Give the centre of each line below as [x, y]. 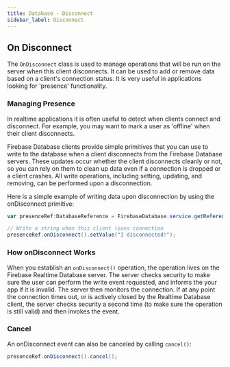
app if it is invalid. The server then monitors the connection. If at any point [111, 289]
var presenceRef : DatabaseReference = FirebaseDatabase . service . [101, 216]
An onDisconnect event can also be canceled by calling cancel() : [99, 344]
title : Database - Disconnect [50, 13]
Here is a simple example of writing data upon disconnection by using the [111, 196]
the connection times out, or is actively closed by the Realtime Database [109, 296]
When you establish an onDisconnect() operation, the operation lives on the [114, 268]
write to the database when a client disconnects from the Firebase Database [115, 154]
